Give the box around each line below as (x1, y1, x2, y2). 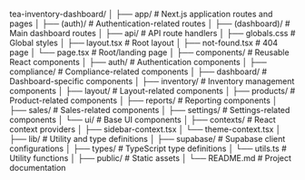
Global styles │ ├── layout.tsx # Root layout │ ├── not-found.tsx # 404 (9, 37, 279, 48)
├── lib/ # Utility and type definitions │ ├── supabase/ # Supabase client (9, 134, 286, 144)
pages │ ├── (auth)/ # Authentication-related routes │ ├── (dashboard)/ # (9, 18, 290, 29)
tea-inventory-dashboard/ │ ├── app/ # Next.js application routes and (9, 9, 273, 19)
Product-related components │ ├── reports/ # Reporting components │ (9, 95, 279, 106)
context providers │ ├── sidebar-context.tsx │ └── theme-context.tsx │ (9, 124, 281, 135)
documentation (9, 163, 66, 173)
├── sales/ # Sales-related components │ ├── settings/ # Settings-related (9, 105, 290, 115)
